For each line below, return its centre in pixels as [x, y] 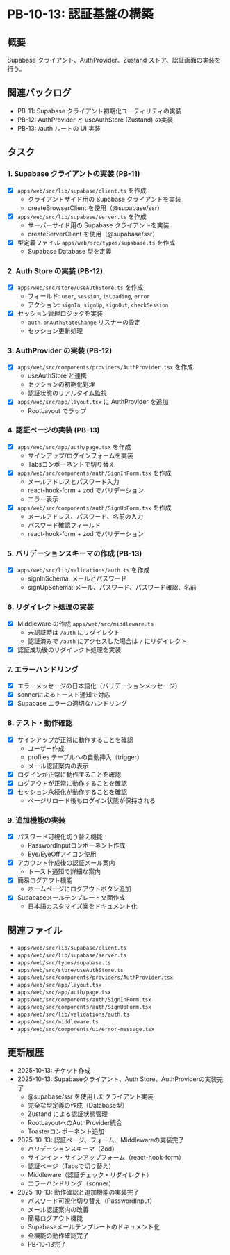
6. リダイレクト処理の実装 [50, 607]
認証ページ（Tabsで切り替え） [71, 1166]
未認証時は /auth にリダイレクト [74, 632]
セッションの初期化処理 [61, 384]
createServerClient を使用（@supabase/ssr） [93, 234]
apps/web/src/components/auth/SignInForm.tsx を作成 [94, 473]
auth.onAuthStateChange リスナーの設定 [84, 322]
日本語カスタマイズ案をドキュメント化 [82, 906]
